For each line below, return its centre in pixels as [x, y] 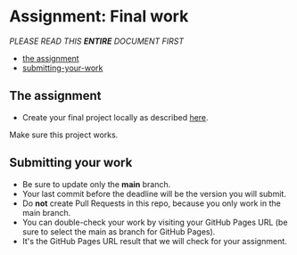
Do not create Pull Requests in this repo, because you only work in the [151, 203]
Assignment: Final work [99, 16]
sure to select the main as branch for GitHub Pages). [119, 231]
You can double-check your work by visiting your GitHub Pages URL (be [155, 222]
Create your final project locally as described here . [115, 117]
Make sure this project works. [64, 135]
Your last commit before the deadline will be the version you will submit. [154, 193]
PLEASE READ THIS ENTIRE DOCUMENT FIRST [97, 41]
